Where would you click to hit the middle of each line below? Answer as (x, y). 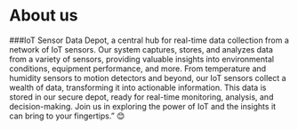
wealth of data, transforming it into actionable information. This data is (138, 87)
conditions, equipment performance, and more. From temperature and (138, 69)
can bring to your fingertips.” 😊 (67, 116)
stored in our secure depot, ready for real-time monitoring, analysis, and (141, 97)
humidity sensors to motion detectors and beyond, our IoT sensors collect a (148, 77)
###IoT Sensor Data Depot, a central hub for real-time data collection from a (149, 40)
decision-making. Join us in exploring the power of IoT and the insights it (143, 106)
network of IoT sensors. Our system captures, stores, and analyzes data (141, 49)
